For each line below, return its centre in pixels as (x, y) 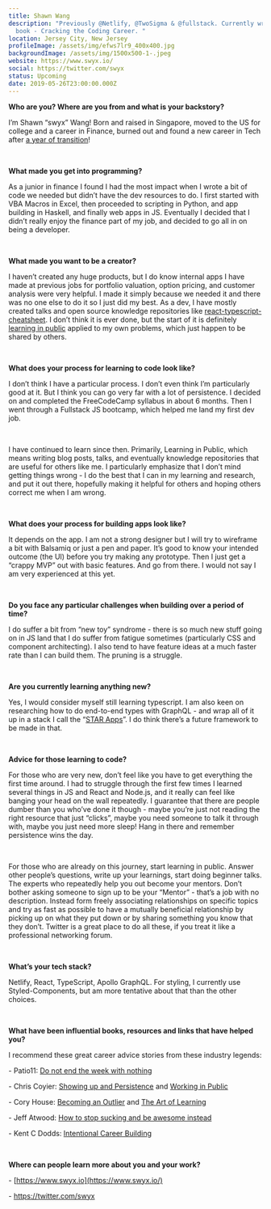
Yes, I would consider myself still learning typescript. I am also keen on (126, 702)
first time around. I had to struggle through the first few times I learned (125, 783)
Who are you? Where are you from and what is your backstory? (116, 107)
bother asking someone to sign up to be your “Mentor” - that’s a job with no (134, 892)
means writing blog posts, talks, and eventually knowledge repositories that (134, 458)
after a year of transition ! (50, 139)
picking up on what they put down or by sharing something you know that (131, 918)
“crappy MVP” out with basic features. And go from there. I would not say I (132, 565)
